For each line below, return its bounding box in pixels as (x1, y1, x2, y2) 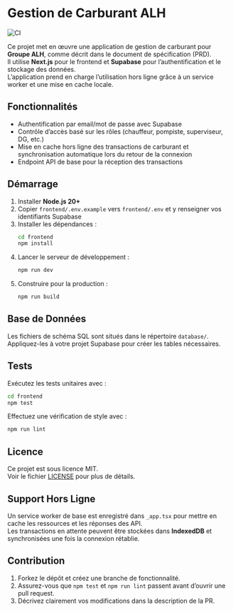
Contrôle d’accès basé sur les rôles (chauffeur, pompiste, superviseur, (17, 127, 224, 136)
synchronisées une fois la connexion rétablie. (7, 534, 140, 542)
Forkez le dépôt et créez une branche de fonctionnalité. (17, 574, 180, 582)
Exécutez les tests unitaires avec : (7, 379, 107, 387)
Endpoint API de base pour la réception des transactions (17, 157, 183, 166)
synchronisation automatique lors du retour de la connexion (17, 149, 193, 158)
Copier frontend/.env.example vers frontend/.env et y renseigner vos (17, 204, 222, 213)
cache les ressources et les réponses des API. (7, 519, 143, 527)
